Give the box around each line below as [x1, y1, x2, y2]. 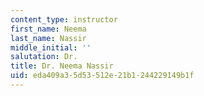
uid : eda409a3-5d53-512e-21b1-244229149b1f [10, 71, 195, 81]
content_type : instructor [10, 14, 118, 25]
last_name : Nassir [10, 33, 87, 43]
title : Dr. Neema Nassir [10, 61, 114, 71]
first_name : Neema [10, 24, 87, 34]
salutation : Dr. [10, 52, 78, 62]
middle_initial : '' [10, 42, 92, 53]
